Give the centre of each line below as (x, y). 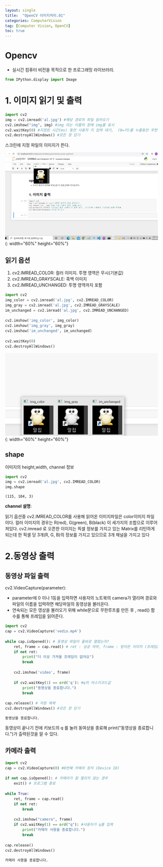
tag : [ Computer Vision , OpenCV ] (38, 26)
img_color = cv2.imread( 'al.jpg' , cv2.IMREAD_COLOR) (59, 300)
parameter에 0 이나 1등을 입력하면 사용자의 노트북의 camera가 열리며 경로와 (84, 598)
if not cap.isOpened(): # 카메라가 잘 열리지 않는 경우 (57, 778)
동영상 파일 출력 (27, 576)
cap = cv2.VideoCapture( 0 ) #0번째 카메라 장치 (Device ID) (62, 768)
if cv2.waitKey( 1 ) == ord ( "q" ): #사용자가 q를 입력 (63, 825)
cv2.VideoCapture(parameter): (36, 588)
